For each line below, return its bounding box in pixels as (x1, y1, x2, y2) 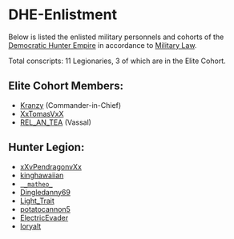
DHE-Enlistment (8, 6, 118, 24)
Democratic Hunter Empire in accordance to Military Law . (8, 40, 197, 50)
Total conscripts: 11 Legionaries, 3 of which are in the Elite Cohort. (8, 56, 226, 66)
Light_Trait (19, 196, 54, 205)
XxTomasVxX (19, 109, 64, 118)
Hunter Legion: (8, 141, 85, 154)
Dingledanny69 (19, 187, 71, 197)
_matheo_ (23, 180, 54, 189)
